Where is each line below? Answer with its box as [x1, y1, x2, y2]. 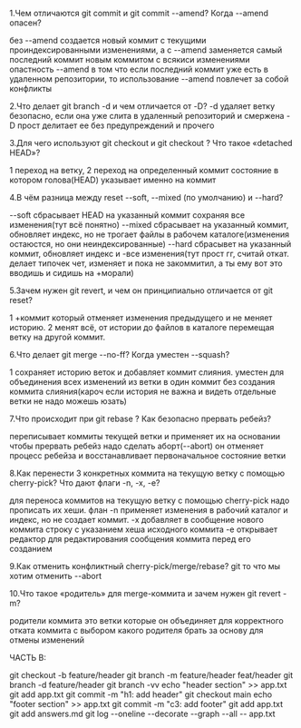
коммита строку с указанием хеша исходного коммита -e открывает [9, 524, 278, 535]
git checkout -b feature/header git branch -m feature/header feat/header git [9, 670, 294, 680]
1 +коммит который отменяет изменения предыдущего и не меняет [9, 312, 273, 323]
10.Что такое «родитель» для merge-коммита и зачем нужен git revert [9, 588, 281, 598]
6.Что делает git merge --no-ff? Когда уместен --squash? [9, 349, 230, 359]
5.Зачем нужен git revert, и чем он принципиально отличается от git [9, 285, 274, 296]
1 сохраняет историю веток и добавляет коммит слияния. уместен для [9, 367, 285, 378]
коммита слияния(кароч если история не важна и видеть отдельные [9, 386, 277, 397]
